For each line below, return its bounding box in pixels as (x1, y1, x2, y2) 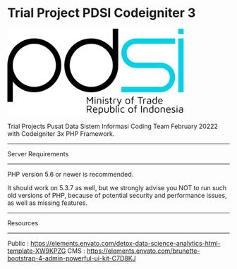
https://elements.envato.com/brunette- (87, 246, 200, 255)
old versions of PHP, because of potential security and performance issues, (7, 191, 227, 199)
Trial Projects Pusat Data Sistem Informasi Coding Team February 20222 (7, 122, 219, 130)
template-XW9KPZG (7, 246, 66, 255)
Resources (7, 218, 39, 227)
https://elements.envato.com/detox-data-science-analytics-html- (30, 239, 221, 247)
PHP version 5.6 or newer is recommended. (7, 170, 134, 178)
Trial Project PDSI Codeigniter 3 (7, 5, 196, 21)
